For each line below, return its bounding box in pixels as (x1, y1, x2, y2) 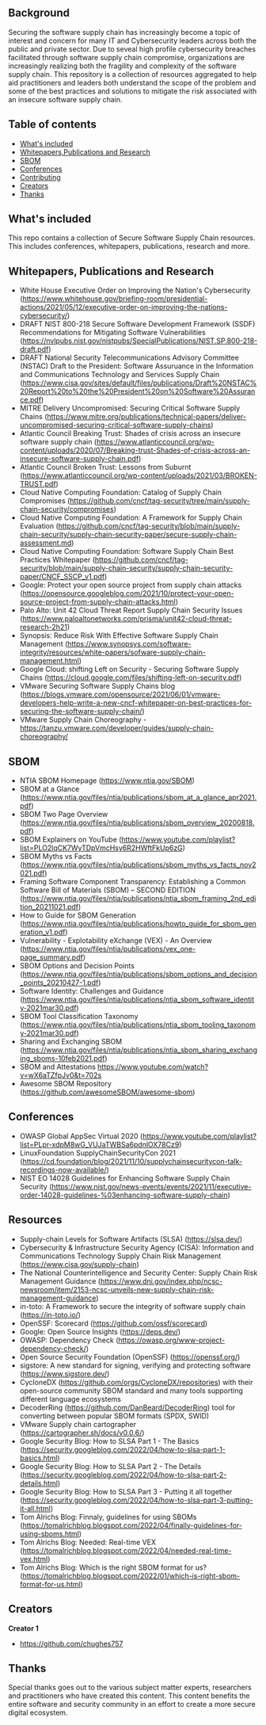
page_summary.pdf (19, 952, 83, 962)
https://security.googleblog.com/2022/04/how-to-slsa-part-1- (22, 1444, 226, 1454)
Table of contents (8, 118, 97, 132)
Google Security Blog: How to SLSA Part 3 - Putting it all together (19, 1486, 233, 1496)
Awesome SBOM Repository (19, 1079, 112, 1089)
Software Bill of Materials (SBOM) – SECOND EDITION (19, 885, 196, 895)
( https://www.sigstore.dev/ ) (19, 1368, 110, 1378)
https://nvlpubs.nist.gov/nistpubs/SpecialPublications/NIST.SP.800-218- (22, 336, 258, 345)
